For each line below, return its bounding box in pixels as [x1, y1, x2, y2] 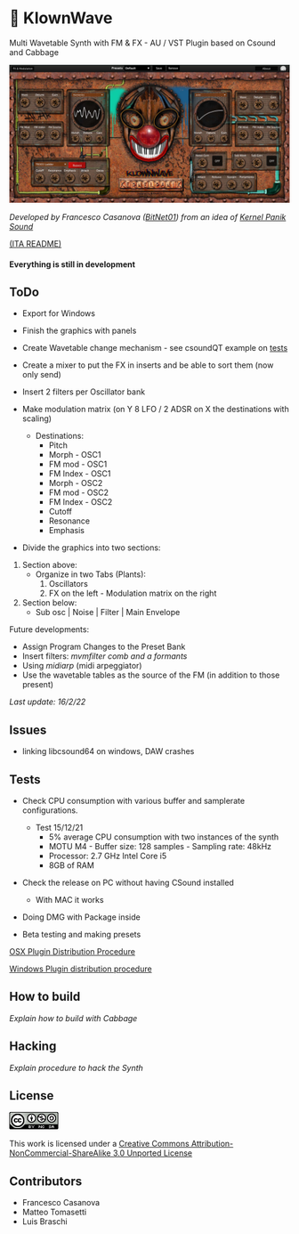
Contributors [9, 1173, 83, 1189]
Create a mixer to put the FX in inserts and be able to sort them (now [21, 360, 274, 370]
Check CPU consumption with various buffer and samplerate [21, 796, 246, 807]
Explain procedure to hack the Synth [9, 1062, 144, 1073]
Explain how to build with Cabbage [9, 1012, 138, 1023]
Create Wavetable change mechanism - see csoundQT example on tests [21, 343, 288, 353]
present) [21, 679, 54, 690]
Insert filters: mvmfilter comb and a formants [21, 651, 188, 662]
